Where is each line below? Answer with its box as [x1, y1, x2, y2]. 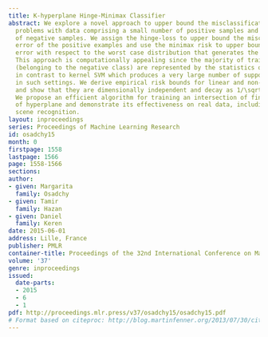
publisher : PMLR [8, 242, 62, 250]
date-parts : [15, 279, 56, 287]
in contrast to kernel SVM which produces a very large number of [15, 71, 241, 79]
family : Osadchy [15, 189, 69, 198]
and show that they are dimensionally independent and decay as [15, 85, 234, 94]
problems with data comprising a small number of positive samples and [15, 26, 259, 34]
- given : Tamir [8, 197, 59, 205]
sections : [8, 168, 41, 176]
